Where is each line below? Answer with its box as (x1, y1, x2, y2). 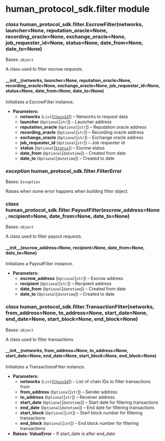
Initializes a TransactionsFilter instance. (5, 363, 85, 369)
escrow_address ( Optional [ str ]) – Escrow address (20, 276, 123, 281)
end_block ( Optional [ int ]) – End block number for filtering (20, 420, 139, 426)
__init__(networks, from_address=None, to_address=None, (5, 348, 128, 354)
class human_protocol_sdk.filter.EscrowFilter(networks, (5, 21, 143, 28)
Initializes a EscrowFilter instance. (5, 99, 74, 105)
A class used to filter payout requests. (5, 233, 82, 239)
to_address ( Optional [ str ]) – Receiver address (20, 394, 115, 400)
